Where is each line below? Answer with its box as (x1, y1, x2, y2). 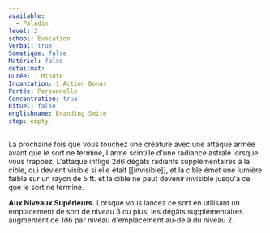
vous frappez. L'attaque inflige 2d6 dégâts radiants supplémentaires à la (8, 156, 250, 166)
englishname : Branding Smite (8, 110, 107, 118)
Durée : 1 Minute (8, 72, 63, 80)
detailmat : (8, 65, 45, 73)
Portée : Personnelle (8, 87, 79, 95)
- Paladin (15, 19, 49, 28)
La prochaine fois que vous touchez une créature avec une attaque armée (8, 139, 255, 149)
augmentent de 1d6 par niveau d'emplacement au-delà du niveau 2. (8, 215, 234, 225)
